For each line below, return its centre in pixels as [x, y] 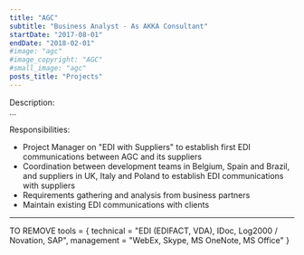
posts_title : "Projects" [56, 77]
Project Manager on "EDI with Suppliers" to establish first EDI [137, 146]
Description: [32, 102]
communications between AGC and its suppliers [112, 156]
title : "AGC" [34, 18]
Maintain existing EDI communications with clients [116, 204]
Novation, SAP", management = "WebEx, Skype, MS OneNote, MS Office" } [149, 240]
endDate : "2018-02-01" [52, 43]
